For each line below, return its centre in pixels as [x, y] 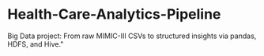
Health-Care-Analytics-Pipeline [114, 14]
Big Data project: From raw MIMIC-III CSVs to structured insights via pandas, [132, 36]
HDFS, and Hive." [36, 44]
